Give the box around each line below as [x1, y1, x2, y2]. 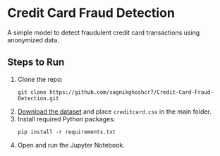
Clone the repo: [17, 75, 63, 83]
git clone [17, 88, 47, 96]
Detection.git [17, 95, 59, 102]
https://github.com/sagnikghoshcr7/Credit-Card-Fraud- [49, 88, 214, 96]
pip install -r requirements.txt [17, 128, 116, 136]
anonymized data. [7, 35, 60, 44]
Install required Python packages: [17, 114, 116, 123]
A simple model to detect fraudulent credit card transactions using [7, 28, 200, 37]
